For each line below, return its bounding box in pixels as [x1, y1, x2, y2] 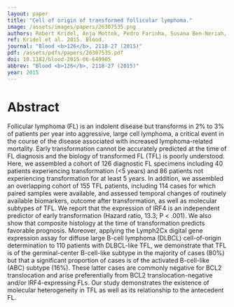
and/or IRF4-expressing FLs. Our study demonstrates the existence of [7, 278, 210, 287]
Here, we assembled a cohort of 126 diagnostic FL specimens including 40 [7, 159, 223, 168]
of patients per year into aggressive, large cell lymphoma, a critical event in [7, 130, 224, 138]
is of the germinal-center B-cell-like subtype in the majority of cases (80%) [7, 249, 225, 257]
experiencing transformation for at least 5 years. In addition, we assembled [7, 175, 224, 183]
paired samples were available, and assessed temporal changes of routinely [7, 189, 226, 198]
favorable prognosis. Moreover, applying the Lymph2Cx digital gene [7, 226, 203, 235]
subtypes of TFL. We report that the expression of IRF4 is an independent [7, 204, 220, 212]
